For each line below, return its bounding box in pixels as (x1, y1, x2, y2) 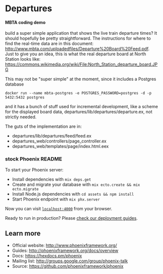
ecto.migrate (12, 186, 39, 191)
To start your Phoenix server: (5, 167, 63, 173)
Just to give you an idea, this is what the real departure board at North (5, 51, 146, 57)
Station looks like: (5, 56, 41, 62)
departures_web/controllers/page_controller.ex (12, 138, 106, 144)
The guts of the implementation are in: (5, 123, 82, 130)
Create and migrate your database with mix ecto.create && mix (12, 182, 140, 187)
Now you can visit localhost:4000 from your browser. (5, 205, 112, 211)
